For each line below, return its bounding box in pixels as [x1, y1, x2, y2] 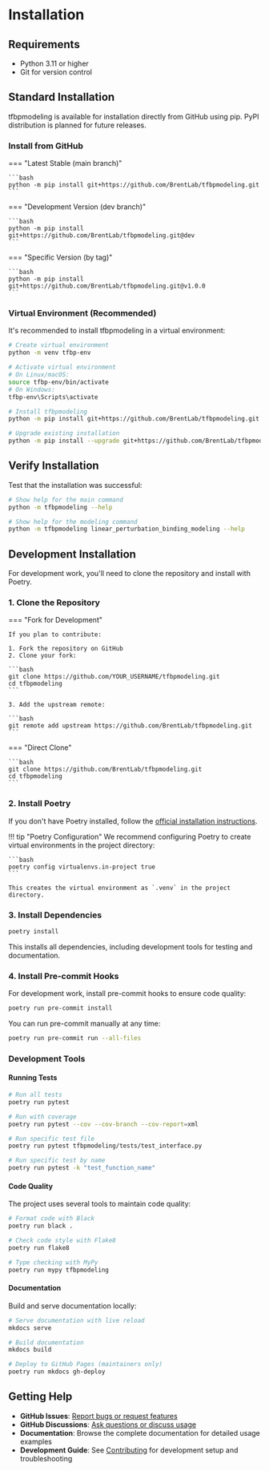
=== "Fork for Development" [8, 615, 102, 625]
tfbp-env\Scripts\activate [8, 393, 98, 401]
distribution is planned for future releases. [8, 120, 147, 130]
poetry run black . [8, 1222, 74, 1231]
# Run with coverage [8, 1112, 78, 1121]
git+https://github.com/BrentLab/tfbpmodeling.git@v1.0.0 [8, 282, 206, 290]
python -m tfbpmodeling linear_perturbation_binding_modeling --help [8, 525, 246, 534]
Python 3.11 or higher [19, 58, 90, 68]
